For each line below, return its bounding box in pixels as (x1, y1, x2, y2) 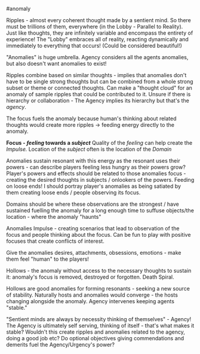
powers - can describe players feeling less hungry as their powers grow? (6, 164, 186, 170)
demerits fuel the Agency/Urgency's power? (6, 341, 115, 348)
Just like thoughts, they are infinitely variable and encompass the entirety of (6, 29, 193, 36)
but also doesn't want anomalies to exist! (6, 60, 107, 67)
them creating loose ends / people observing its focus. (6, 189, 141, 196)
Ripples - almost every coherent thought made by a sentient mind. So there (6, 17, 191, 23)
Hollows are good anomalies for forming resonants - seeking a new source (6, 285, 190, 292)
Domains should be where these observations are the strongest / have (6, 200, 179, 207)
